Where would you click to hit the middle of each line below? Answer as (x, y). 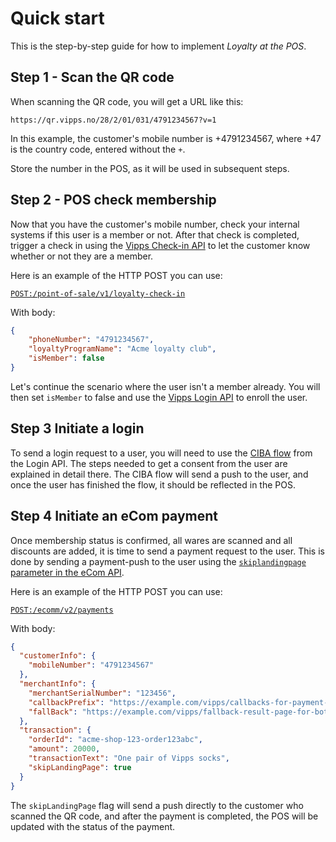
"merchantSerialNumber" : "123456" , (102, 693)
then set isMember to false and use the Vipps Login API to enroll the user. (159, 397)
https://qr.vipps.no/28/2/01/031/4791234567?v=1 (113, 120)
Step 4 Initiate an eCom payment (114, 516)
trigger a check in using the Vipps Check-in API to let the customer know (160, 245)
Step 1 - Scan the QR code (92, 77)
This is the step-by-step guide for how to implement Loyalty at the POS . (158, 46)
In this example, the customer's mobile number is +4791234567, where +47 (166, 138)
